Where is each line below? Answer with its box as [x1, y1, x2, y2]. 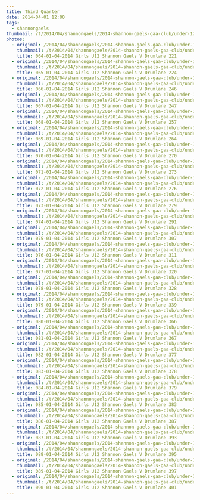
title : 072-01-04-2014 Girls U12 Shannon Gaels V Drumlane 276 [17, 186, 177, 192]
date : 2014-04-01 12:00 [6, 14, 65, 20]
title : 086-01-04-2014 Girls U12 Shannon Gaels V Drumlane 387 [17, 418, 177, 424]
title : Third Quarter [6, 8, 60, 15]
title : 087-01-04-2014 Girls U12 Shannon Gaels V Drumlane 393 [17, 435, 177, 441]
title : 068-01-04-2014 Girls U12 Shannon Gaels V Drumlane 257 [17, 120, 177, 126]
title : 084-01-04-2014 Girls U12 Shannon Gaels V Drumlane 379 [17, 385, 177, 391]
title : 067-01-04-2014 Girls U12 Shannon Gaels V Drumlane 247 [17, 102, 177, 109]
